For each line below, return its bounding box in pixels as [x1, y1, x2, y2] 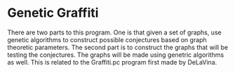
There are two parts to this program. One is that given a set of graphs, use [7, 28, 222, 36]
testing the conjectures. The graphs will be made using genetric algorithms [7, 51, 224, 59]
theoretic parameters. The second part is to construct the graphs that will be [7, 43, 229, 51]
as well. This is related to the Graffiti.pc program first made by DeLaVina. [7, 58, 217, 66]
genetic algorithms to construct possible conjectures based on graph [7, 35, 207, 44]
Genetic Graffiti [7, 5, 99, 21]
